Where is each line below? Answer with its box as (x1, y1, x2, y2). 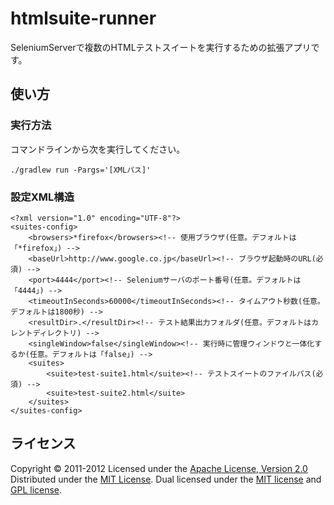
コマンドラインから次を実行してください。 (10, 143, 186, 155)
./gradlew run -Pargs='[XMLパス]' (10, 165, 152, 175)
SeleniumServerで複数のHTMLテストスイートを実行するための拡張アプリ (10, 41, 312, 53)
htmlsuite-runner (10, 7, 157, 30)
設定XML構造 (10, 190, 75, 204)
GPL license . (10, 483, 63, 496)
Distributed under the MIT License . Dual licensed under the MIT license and (10, 473, 322, 485)
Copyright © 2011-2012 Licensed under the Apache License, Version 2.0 (10, 462, 308, 474)
